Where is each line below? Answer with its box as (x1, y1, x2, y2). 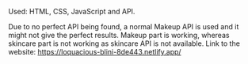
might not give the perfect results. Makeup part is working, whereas (8, 31, 230, 40)
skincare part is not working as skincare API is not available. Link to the (8, 39, 240, 48)
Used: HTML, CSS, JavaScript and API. (8, 7, 135, 16)
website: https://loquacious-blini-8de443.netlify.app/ (8, 47, 181, 56)
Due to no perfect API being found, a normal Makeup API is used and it (8, 22, 239, 31)
